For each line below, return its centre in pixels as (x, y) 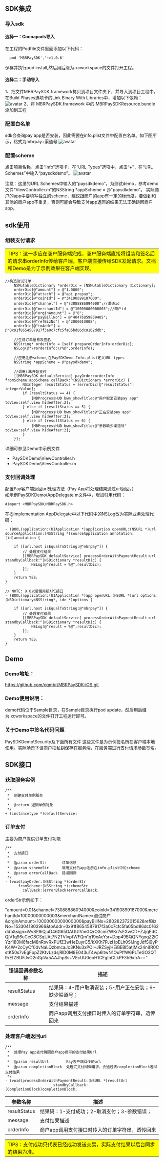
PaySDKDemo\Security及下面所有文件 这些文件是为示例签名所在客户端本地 (80, 741)
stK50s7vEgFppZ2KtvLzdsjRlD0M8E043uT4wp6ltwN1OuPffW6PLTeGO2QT (81, 952)
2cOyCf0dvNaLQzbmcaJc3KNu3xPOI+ (57, 947)
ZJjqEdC (149, 931)
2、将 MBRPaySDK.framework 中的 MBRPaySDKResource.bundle (89, 104)
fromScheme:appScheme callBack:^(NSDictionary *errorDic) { (68, 380)
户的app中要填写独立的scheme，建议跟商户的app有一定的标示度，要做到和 (81, 196)
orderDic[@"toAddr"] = (37, 326)
